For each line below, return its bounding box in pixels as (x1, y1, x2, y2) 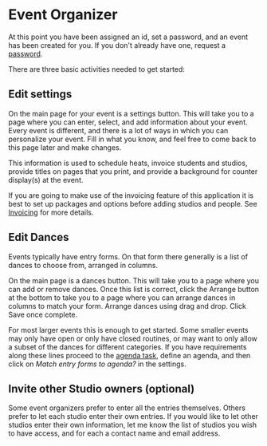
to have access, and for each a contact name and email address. (8, 428, 221, 438)
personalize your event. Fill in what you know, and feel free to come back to (8, 134, 257, 144)
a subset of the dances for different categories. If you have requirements (8, 341, 247, 352)
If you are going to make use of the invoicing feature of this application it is (8, 190, 253, 200)
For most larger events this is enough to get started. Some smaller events (8, 325, 249, 334)
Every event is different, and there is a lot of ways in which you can (8, 125, 229, 135)
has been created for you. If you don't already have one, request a (8, 40, 226, 49)
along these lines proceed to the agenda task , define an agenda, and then (8, 350, 251, 360)
